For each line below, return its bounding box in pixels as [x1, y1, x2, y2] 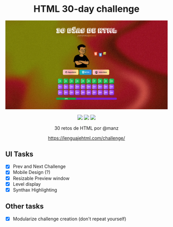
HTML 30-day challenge [33, 3, 140, 15]
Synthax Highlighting [12, 186, 58, 193]
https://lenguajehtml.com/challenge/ [48, 135, 125, 141]
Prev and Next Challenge [12, 163, 66, 170]
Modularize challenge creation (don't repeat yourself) [12, 216, 127, 222]
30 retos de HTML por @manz [54, 125, 119, 131]
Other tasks [5, 202, 44, 211]
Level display [12, 181, 41, 187]
